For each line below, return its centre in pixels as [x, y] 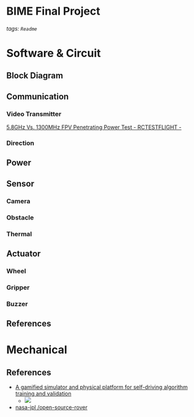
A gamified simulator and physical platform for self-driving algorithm [101, 387]
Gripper [18, 287]
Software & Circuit [54, 53]
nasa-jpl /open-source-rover [51, 407]
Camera [18, 201]
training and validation [43, 394]
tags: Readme [22, 28]
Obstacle [20, 217]
